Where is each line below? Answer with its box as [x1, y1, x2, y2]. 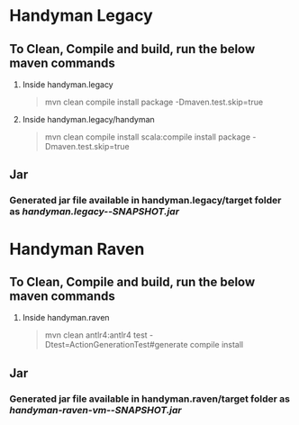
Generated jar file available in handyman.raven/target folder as [9, 393, 291, 405]
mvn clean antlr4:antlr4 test [44, 330, 148, 340]
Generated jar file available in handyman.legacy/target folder [9, 194, 282, 207]
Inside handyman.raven [22, 312, 110, 323]
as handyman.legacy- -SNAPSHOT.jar [9, 205, 180, 218]
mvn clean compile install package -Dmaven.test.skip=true [44, 96, 264, 107]
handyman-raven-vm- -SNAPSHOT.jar [9, 403, 182, 416]
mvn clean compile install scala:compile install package [44, 131, 250, 142]
